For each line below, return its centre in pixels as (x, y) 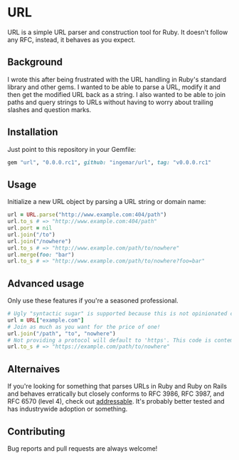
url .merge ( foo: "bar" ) (41, 255)
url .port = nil (30, 228)
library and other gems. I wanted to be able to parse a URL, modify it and (114, 87)
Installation (33, 132)
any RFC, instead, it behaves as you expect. (71, 39)
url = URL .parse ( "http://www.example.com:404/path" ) (87, 215)
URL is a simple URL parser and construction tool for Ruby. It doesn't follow (118, 32)
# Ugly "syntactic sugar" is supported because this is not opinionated (117, 314)
